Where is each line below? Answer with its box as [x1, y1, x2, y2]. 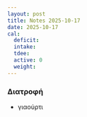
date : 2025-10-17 [7, 23, 59, 30]
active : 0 [13, 57, 42, 64]
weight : [13, 63, 37, 70]
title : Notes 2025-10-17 [7, 17, 81, 24]
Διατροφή [7, 87, 44, 96]
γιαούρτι [17, 102, 44, 111]
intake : [13, 43, 37, 50]
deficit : [13, 37, 40, 44]
